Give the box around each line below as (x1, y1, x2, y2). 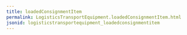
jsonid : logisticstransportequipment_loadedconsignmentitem (6, 20, 161, 26)
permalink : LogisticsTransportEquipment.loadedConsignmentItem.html (6, 14, 182, 20)
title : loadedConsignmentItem (6, 8, 82, 15)
